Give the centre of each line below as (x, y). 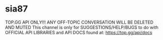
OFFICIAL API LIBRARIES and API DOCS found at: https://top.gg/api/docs (79, 32)
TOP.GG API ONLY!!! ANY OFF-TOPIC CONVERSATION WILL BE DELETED (79, 22)
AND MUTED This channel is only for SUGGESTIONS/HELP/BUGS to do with (82, 27)
